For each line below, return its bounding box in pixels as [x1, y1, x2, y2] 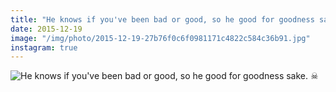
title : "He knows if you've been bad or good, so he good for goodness [10, 14, 315, 25]
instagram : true [10, 42, 78, 53]
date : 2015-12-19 [10, 24, 83, 34]
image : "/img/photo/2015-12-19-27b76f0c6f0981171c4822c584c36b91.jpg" [10, 33, 311, 43]
